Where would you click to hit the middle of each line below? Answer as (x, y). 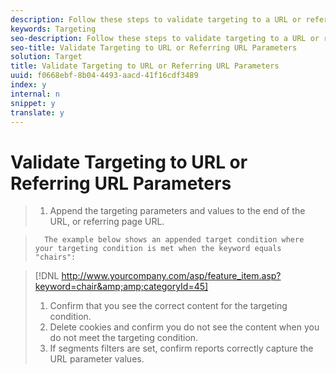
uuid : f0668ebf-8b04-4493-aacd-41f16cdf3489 (104, 76)
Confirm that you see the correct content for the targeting (168, 306)
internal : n (35, 94)
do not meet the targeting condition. (124, 338)
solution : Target (46, 57)
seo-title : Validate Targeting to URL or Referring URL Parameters (154, 47)
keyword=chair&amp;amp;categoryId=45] (121, 287)
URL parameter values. (97, 359)
